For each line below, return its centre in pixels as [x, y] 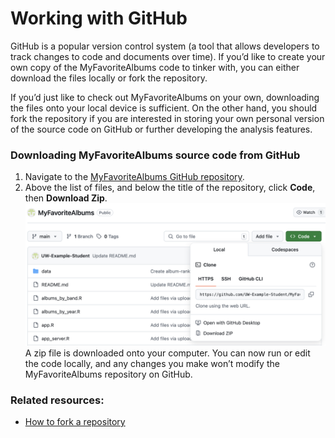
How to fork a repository [75, 422]
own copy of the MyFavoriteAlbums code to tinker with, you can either [155, 67]
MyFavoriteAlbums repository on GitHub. [108, 374]
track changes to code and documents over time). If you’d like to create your [168, 56]
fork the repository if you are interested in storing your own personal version [167, 118]
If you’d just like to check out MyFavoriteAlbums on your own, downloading [165, 97]
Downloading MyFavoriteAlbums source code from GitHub [155, 155]
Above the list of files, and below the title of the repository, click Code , [170, 188]
